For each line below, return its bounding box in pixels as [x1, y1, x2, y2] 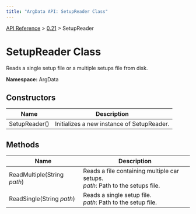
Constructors [6, 92, 56, 102]
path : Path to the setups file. [83, 182, 160, 190]
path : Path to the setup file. [83, 198, 157, 206]
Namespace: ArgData [6, 75, 59, 82]
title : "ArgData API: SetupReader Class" [6, 8, 108, 15]
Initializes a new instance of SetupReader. [55, 120, 170, 128]
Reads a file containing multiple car [83, 167, 180, 175]
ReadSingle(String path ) [9, 195, 75, 203]
